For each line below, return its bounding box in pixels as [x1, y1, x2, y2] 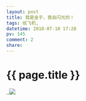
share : [6, 43, 23, 49]
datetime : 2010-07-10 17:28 [6, 25, 77, 32]
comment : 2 [6, 37, 34, 43]
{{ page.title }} [6, 69, 81, 82]
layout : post [6, 8, 39, 15]
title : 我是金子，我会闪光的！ [6, 14, 75, 20]
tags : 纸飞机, [6, 20, 39, 26]
